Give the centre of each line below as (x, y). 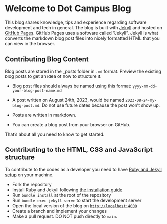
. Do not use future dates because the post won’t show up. (99, 105)
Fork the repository (32, 184)
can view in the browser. (30, 43)
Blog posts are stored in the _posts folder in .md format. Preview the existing (83, 71)
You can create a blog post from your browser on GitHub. (71, 124)
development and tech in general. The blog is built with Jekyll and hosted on (83, 27)
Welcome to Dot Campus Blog (68, 9)
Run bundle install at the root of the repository (62, 195)
